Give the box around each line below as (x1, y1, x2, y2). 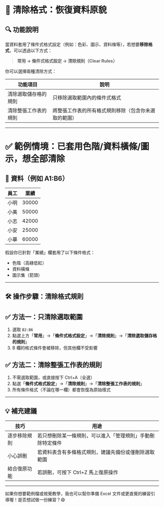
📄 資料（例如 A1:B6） (5, 174, 69, 182)
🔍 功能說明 (5, 25, 39, 34)
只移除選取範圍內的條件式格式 (52, 94, 121, 101)
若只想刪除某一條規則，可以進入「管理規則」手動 (37, 432, 150, 439)
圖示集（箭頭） (12, 272, 42, 278)
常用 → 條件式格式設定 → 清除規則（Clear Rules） (17, 58, 118, 64)
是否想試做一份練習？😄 (18, 497, 65, 503)
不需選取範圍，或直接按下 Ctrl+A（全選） (12, 375, 95, 380)
